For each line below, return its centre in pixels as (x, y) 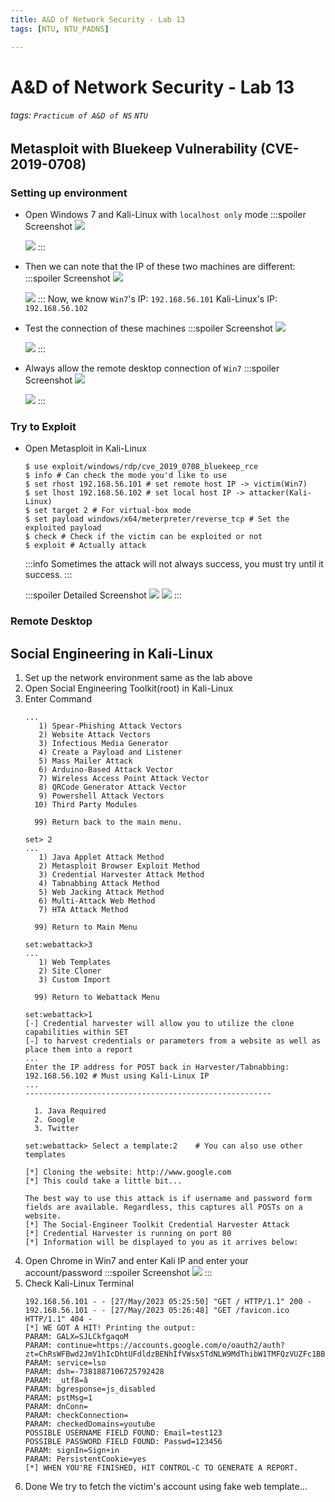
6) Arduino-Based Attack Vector (106, 770)
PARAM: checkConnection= (76, 1416)
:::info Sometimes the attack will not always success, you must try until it (174, 564)
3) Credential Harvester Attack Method (121, 875)
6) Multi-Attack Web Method (97, 901)
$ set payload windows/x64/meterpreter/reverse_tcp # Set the (157, 519)
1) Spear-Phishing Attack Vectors (110, 726)
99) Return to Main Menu (86, 927)
